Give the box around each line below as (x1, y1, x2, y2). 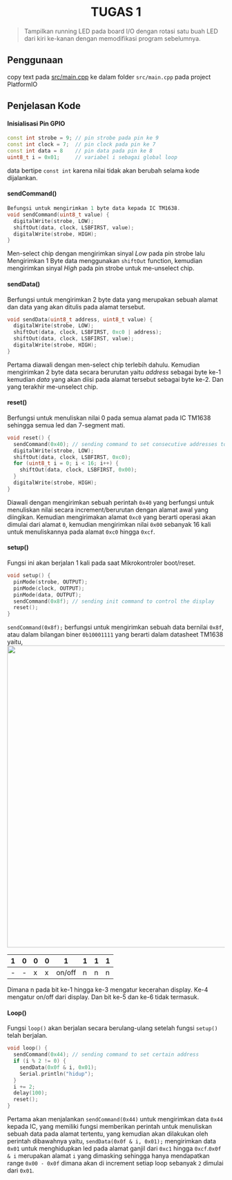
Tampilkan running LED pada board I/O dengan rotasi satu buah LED (23, 27, 219, 35)
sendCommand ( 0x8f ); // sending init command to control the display (13, 598, 215, 605)
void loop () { (7, 1045, 48, 1052)
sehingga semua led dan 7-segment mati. (7, 420, 126, 429)
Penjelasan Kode (7, 100, 81, 112)
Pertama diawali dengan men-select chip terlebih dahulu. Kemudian (7, 360, 200, 369)
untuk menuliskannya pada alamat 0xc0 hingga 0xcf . (7, 528, 155, 536)
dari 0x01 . (7, 1166, 35, 1174)
